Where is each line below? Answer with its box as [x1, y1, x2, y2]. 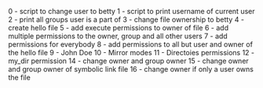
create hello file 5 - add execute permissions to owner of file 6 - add [8, 23, 229, 32]
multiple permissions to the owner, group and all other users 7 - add [8, 31, 228, 40]
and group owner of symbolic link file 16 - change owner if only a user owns [8, 65, 254, 73]
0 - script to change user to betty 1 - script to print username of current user [8, 7, 255, 16]
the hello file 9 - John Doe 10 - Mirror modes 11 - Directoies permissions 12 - [8, 48, 255, 57]
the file [8, 73, 31, 82]
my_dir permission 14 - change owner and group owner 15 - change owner [8, 56, 249, 65]
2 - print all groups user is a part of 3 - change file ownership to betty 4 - [8, 15, 245, 24]
